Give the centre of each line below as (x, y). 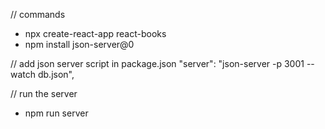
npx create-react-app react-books (95, 33)
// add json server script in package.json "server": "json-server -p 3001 (157, 63)
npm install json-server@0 (79, 44)
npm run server (56, 113)
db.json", (56, 74)
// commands (38, 14)
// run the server (44, 93)
